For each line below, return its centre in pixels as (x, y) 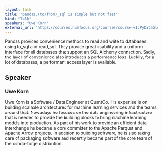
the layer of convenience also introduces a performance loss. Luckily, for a (80, 57)
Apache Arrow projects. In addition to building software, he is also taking (78, 133)
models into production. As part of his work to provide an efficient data (76, 123)
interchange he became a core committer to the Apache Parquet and (74, 128)
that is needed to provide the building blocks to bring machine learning (76, 117)
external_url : (19, 28)
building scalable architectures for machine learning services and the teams (81, 107)
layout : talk (18, 9)
